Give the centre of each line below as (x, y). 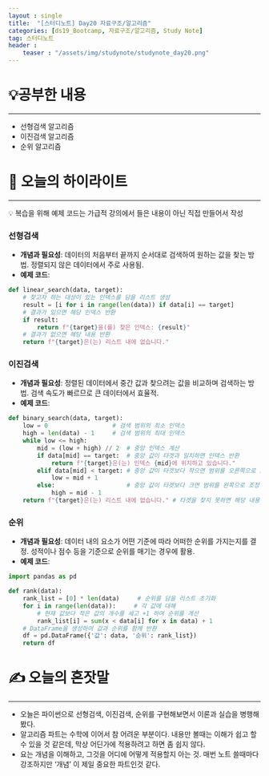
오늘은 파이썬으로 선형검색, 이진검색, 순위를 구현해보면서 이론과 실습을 (129, 714)
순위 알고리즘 (40, 146)
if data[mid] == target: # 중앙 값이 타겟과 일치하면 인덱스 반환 (139, 455)
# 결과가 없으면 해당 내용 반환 (66, 335)
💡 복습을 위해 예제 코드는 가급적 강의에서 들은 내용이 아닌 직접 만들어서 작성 (126, 212)
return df (39, 643)
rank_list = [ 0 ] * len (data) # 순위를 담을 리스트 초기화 (119, 599)
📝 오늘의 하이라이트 (68, 182)
